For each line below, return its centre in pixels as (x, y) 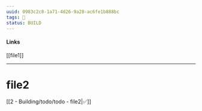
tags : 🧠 (16, 17)
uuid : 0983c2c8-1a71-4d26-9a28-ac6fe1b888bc (63, 12)
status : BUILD (24, 23)
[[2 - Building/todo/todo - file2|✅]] (49, 101)
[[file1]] (15, 55)
